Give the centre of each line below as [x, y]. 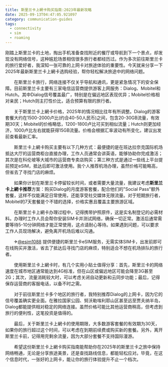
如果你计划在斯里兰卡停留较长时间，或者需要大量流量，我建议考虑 [82, 183]
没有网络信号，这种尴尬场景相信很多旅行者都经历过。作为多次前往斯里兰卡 [86, 59]
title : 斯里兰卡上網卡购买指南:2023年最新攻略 [48, 10]
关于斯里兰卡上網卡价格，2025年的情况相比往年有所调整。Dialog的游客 [87, 111]
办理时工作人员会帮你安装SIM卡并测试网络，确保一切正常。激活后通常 [86, 218]
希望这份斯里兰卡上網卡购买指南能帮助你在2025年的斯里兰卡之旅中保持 [87, 346]
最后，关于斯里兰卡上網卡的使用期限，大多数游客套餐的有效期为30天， [87, 323]
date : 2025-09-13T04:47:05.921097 [41, 15]
